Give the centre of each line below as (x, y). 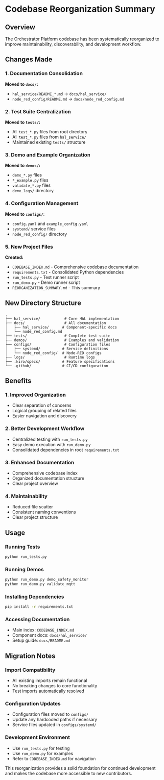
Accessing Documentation (37, 619)
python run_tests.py (26, 557)
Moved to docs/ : (22, 84)
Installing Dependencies (35, 597)
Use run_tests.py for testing (41, 748)
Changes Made (29, 60)
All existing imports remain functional (49, 680)
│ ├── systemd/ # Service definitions (57, 349)
